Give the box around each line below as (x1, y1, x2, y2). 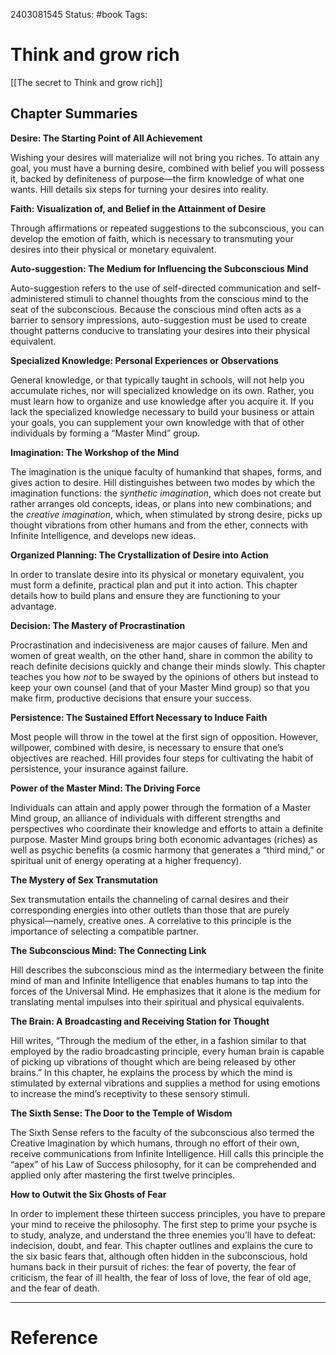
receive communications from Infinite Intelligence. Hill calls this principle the (10, 1147, 325, 1159)
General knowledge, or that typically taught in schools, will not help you (10, 374, 305, 386)
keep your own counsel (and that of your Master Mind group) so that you (10, 681, 310, 693)
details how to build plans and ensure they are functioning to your (10, 589, 281, 601)
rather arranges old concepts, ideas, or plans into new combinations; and (10, 497, 312, 509)
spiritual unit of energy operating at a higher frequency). (10, 854, 242, 866)
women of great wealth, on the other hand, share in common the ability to (10, 649, 313, 661)
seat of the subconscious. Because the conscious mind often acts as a (10, 303, 302, 315)
